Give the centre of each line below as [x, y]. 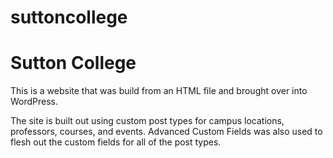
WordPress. [34, 102]
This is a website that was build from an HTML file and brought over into [159, 91]
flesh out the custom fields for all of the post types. [116, 142]
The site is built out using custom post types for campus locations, [147, 121]
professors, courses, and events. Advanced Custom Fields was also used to [166, 132]
